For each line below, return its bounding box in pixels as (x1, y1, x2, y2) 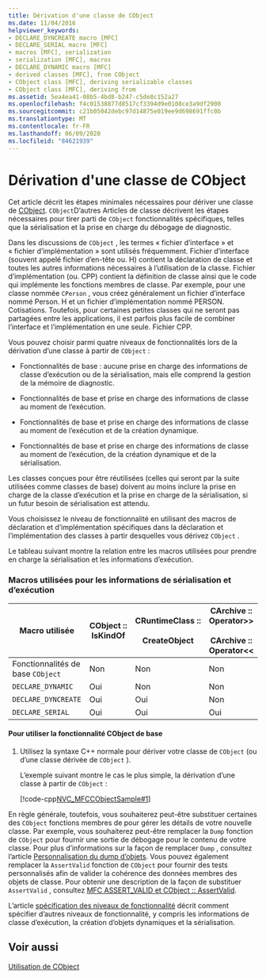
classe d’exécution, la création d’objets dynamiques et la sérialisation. (8, 917, 235, 927)
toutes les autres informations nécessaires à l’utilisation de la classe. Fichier (8, 263, 256, 273)
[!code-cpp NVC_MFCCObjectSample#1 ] (19, 794, 151, 804)
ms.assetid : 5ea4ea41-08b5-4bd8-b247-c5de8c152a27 (8, 93, 179, 101)
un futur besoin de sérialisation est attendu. (8, 499, 150, 509)
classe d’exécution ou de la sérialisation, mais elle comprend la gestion (19, 370, 251, 379)
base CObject (12, 668, 62, 679)
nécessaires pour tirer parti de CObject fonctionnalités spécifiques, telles (8, 214, 245, 224)
